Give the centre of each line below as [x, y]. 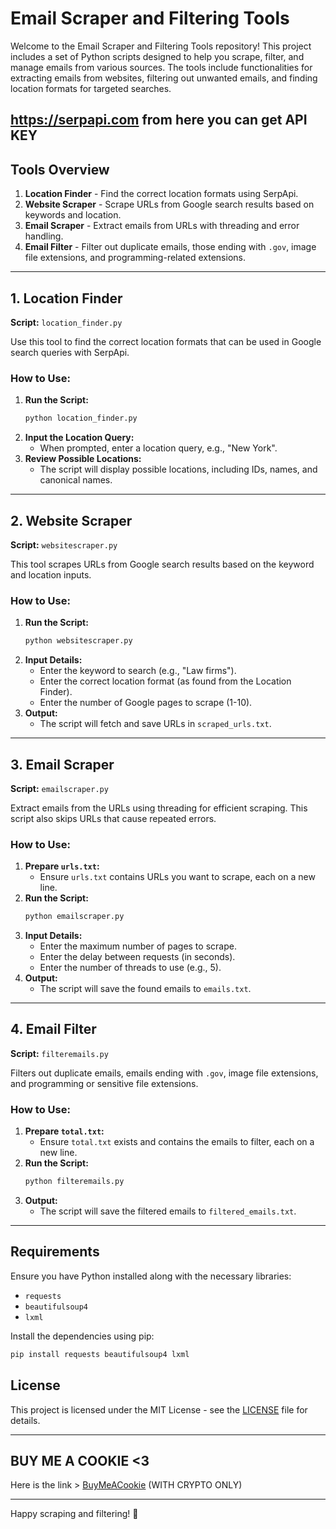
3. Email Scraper [62, 764]
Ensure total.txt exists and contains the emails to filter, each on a [177, 1142]
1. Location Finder [66, 298]
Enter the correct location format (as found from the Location [165, 681]
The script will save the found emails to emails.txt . [145, 989]
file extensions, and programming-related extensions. [135, 258]
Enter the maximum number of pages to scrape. [138, 946]
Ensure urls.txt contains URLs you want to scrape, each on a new [177, 877]
